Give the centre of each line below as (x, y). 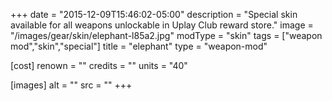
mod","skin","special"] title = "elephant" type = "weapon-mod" (139, 46)
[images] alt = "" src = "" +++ (71, 85)
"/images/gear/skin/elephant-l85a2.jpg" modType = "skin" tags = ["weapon (166, 35)
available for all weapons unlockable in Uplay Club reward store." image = (162, 25)
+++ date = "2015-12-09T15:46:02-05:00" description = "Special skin (154, 14)
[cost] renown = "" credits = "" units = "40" (99, 65)
